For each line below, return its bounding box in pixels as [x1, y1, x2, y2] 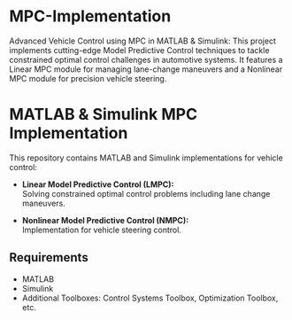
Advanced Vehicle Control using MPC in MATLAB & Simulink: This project [9, 35, 277, 46]
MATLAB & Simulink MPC [9, 105, 197, 125]
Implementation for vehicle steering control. [21, 224, 181, 235]
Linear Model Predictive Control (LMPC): [21, 179, 174, 190]
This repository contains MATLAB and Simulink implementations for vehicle [9, 152, 283, 163]
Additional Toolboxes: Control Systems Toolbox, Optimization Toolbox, [21, 293, 279, 303]
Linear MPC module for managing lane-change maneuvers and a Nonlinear [9, 64, 283, 74]
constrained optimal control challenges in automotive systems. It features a [9, 54, 283, 65]
